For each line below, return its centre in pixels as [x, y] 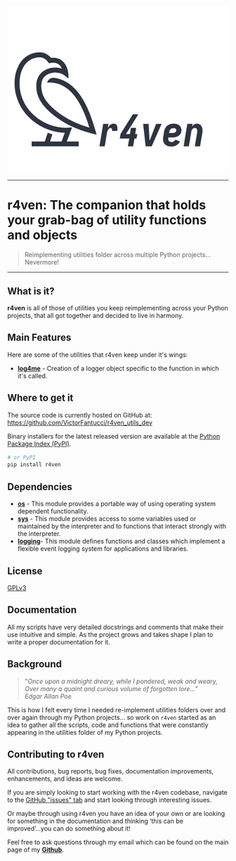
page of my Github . [36, 850]
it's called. [32, 376]
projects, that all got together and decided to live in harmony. [96, 315]
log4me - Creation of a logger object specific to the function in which [118, 368]
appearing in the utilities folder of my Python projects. [85, 732]
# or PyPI [22, 457]
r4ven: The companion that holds [107, 205]
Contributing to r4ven [56, 754]
